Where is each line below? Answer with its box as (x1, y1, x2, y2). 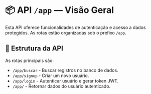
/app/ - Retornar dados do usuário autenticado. (12, 83, 111, 89)
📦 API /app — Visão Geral (5, 4, 114, 16)
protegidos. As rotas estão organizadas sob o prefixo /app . (5, 29, 126, 35)
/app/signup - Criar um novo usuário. (12, 72, 89, 78)
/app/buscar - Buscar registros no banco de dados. (12, 67, 119, 73)
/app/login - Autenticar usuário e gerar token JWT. (12, 77, 119, 83)
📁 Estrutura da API (5, 44, 64, 53)
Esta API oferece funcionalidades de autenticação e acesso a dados (5, 24, 146, 30)
